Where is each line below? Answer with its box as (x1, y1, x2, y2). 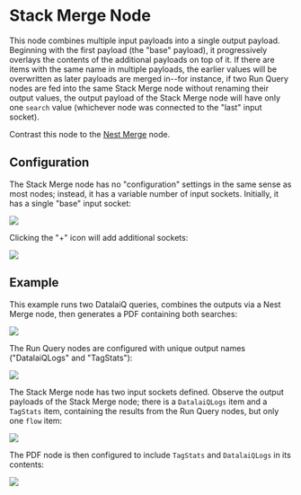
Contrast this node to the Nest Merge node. (9, 128, 171, 139)
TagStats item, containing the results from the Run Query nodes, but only (9, 405, 279, 416)
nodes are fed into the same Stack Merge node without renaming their (9, 83, 270, 93)
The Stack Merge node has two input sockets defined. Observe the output (9, 386, 285, 397)
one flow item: (9, 415, 63, 426)
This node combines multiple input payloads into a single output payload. (9, 35, 280, 46)
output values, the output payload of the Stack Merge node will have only (9, 92, 281, 103)
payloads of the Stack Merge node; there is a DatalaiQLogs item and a (9, 396, 268, 407)
